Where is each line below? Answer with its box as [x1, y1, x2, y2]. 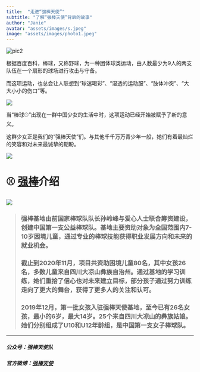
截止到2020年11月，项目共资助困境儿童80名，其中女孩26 [20, 259, 186, 267]
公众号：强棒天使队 [6, 343, 54, 351]
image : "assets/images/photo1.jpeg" [6, 31, 97, 37]
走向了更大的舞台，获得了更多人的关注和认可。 [20, 285, 155, 294]
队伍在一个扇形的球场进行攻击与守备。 [6, 67, 100, 75]
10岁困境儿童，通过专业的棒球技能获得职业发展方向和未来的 [20, 232, 192, 241]
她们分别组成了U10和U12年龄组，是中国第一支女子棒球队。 [20, 321, 189, 329]
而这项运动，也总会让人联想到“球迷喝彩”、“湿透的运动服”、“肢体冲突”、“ [6, 80, 185, 87]
